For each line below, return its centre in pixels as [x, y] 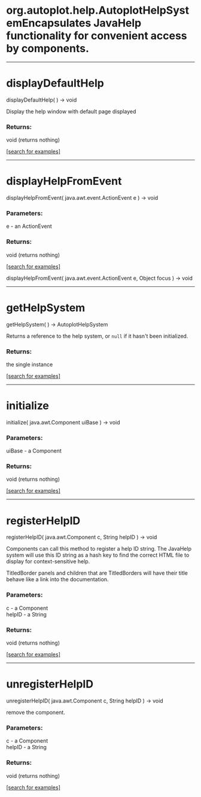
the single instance [30, 364]
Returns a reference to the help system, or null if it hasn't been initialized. [97, 336]
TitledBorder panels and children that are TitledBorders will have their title [97, 573]
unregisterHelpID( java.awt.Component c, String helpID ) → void [85, 701]
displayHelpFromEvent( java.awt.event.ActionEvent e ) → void [82, 198]
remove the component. [36, 712]
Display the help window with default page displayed [71, 111]
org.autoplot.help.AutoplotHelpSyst [98, 10]
